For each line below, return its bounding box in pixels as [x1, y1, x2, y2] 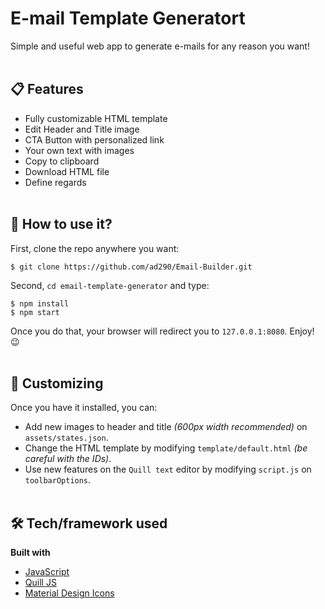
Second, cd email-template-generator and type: [10, 279, 210, 291]
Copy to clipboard [24, 155, 100, 167]
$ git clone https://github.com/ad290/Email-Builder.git [10, 262, 253, 272]
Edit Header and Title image [24, 123, 140, 135]
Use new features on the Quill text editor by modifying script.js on [24, 463, 312, 476]
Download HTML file [24, 165, 110, 177]
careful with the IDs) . [24, 453, 112, 465]
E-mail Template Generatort [10, 7, 246, 30]
